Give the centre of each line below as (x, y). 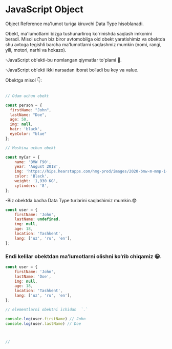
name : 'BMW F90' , (33, 162)
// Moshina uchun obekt (31, 148)
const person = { (24, 105)
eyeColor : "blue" (28, 134)
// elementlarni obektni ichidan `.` (47, 309)
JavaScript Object (44, 9)
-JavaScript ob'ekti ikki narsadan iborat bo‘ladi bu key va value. (72, 70)
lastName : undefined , (37, 219)
